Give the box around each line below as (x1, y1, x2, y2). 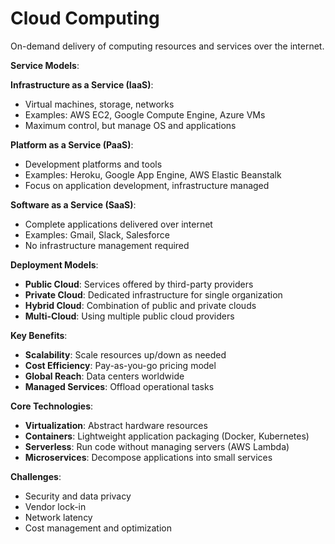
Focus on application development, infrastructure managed (24, 179, 270, 191)
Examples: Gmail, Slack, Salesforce (24, 228, 170, 241)
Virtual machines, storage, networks (24, 98, 175, 110)
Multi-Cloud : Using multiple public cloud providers (24, 310, 235, 322)
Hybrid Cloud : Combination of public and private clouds (24, 299, 257, 311)
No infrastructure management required (24, 239, 190, 251)
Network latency (24, 511, 93, 523)
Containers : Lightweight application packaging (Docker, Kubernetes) (24, 430, 310, 442)
